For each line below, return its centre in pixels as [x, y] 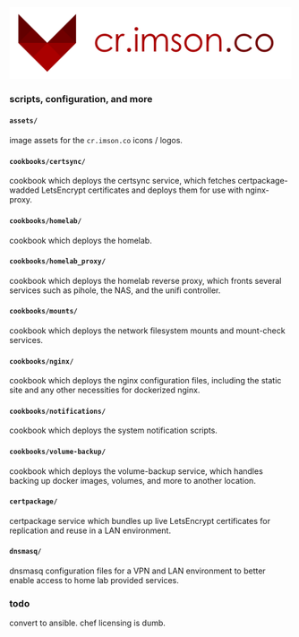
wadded [25, 190]
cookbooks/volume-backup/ [57, 452]
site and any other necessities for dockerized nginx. [105, 390]
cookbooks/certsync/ [48, 161]
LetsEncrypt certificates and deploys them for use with [143, 190]
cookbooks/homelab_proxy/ [57, 262]
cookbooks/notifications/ [57, 411]
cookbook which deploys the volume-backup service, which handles [137, 471]
